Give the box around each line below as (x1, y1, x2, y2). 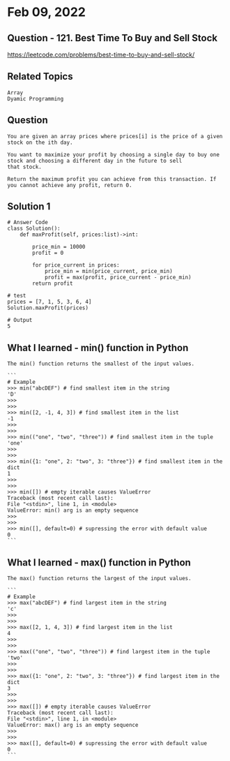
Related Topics (7, 71, 73, 82)
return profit (32, 280, 73, 287)
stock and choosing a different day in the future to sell (7, 157, 183, 164)
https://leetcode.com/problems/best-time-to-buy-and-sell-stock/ (7, 50, 195, 59)
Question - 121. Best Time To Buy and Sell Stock (7, 32, 218, 44)
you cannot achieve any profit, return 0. (7, 182, 132, 189)
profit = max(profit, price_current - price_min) (44, 274, 192, 281)
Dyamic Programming (7, 95, 64, 102)
